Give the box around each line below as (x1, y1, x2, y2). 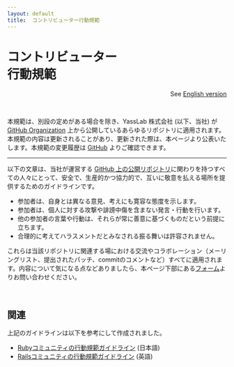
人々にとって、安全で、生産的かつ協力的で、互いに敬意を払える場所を (19, 174, 219, 182)
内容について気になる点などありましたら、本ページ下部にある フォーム (18, 264, 220, 273)
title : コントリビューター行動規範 (7, 17, 100, 24)
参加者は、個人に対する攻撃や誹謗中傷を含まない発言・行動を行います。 (17, 206, 225, 214)
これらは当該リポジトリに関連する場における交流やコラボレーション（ (7, 247, 209, 255)
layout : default (7, 10, 54, 17)
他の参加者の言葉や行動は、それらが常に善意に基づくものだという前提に (17, 214, 225, 223)
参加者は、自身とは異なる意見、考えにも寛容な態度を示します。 (17, 197, 201, 206)
